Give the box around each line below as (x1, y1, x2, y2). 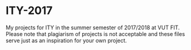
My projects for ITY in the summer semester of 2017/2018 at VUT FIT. (5, 24, 180, 31)
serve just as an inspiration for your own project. (5, 37, 127, 44)
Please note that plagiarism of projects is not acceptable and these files (5, 30, 186, 37)
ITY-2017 (5, 4, 53, 18)
